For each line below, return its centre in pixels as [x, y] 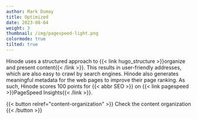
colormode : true [26, 39]
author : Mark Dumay [30, 11]
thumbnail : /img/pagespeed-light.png [52, 34]
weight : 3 [18, 28]
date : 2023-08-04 [27, 22]
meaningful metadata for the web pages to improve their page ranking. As [96, 80]
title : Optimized [27, 17]
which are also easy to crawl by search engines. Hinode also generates [92, 74]
